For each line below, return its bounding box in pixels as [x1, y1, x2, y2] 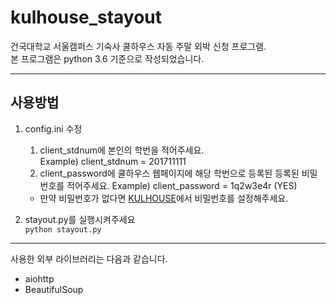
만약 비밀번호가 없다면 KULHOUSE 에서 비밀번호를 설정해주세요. [39, 192, 289, 204]
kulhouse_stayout [10, 6, 163, 29]
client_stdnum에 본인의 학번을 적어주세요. [39, 144, 205, 156]
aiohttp [24, 272, 55, 285]
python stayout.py [24, 224, 102, 235]
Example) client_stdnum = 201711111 [39, 155, 187, 167]
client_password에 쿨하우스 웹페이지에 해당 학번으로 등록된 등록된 [39, 167, 300, 179]
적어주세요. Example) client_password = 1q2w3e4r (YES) [66, 179, 298, 191]
